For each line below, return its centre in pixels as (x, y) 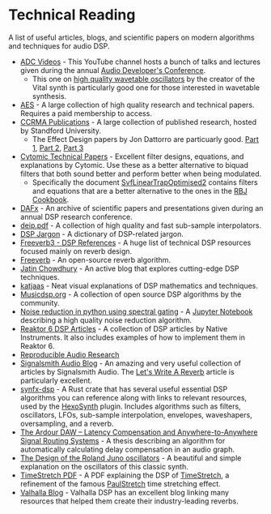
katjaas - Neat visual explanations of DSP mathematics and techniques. (139, 285)
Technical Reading (72, 15)
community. (40, 302)
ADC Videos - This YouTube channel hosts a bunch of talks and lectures (140, 62)
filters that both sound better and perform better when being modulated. (140, 173)
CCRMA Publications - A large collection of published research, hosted (138, 122)
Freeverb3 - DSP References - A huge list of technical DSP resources (135, 242)
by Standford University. (60, 131)
